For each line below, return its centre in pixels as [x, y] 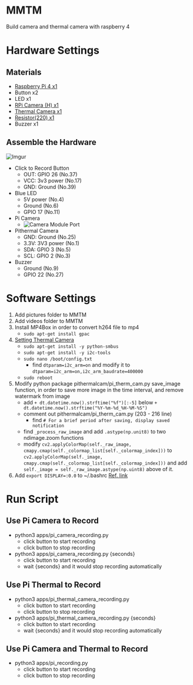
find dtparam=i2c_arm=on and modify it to [81, 365]
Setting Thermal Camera [44, 340]
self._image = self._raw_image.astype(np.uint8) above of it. [98, 469]
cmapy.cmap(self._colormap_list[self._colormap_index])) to [98, 450]
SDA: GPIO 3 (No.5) [47, 249]
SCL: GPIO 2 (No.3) [47, 256]
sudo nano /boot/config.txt [58, 359]
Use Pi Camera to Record [52, 521]
